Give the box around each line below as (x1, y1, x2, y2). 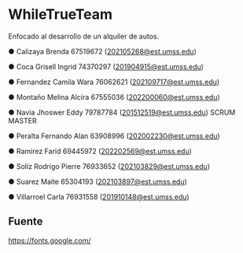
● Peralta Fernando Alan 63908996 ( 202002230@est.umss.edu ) (8, 131, 220, 141)
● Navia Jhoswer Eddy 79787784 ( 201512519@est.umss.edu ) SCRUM (8, 108, 236, 117)
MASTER (8, 115, 37, 125)
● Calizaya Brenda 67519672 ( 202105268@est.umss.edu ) (8, 46, 197, 56)
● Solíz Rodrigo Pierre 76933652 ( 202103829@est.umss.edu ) (8, 161, 211, 170)
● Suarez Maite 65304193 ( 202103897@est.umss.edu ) (8, 177, 187, 186)
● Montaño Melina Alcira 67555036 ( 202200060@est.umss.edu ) (8, 92, 220, 101)
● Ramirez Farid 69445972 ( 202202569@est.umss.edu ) (8, 146, 193, 156)
